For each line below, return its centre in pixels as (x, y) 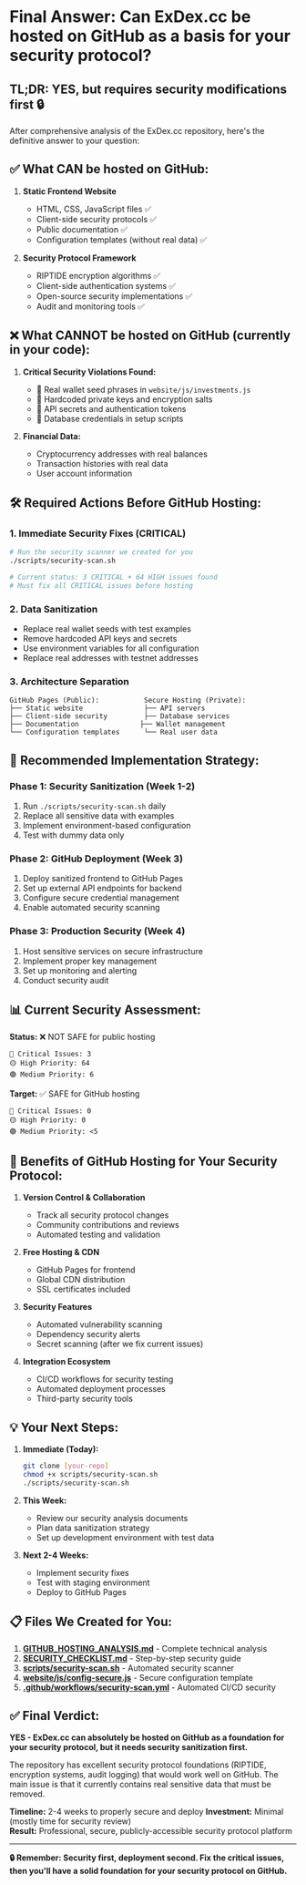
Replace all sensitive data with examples (98, 816)
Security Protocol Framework (79, 258)
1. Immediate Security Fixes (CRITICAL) (98, 533)
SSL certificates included (83, 1289)
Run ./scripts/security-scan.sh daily (94, 806)
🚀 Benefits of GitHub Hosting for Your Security (143, 1161)
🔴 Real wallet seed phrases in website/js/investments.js (143, 389)
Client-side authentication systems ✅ (106, 285)
